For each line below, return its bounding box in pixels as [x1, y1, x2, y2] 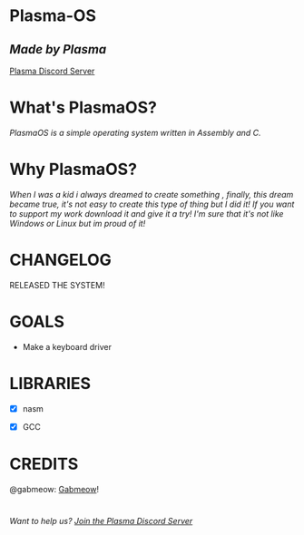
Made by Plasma [9, 42, 107, 57]
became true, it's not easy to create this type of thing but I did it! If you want [9, 199, 295, 209]
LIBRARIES [9, 373, 92, 394]
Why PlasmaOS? [9, 160, 138, 180]
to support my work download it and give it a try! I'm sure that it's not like [9, 208, 284, 219]
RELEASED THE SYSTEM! [9, 279, 106, 290]
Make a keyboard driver [22, 341, 112, 352]
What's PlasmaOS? [9, 97, 157, 118]
